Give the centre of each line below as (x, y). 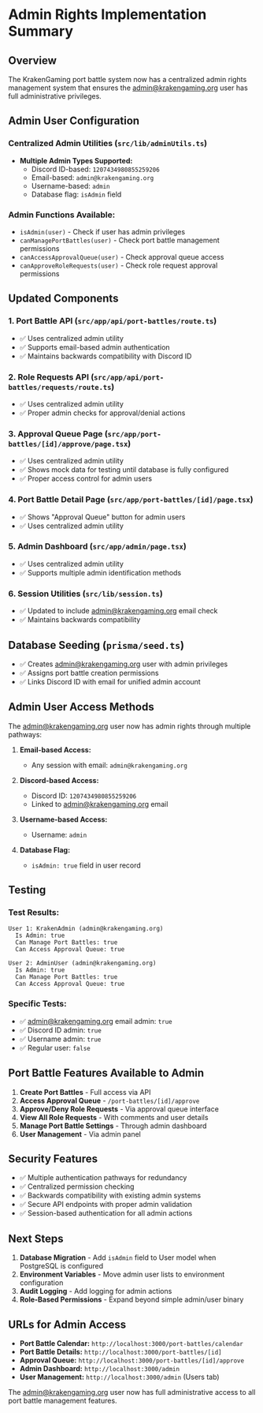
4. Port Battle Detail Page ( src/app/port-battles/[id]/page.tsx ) (131, 500)
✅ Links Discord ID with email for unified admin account (110, 681)
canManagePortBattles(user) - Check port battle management (120, 240)
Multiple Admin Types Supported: (76, 160)
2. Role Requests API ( (51, 377)
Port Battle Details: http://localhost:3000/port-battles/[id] (120, 1352)
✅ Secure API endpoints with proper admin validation (106, 1205)
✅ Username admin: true (60, 1039)
